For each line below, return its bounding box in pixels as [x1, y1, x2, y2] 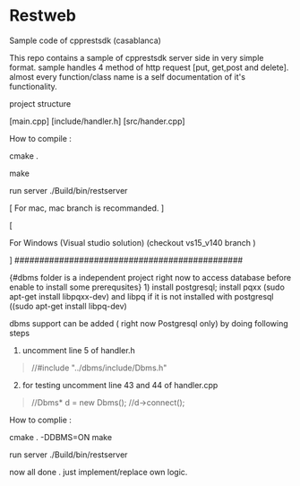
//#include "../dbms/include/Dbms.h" [30, 362, 167, 373]
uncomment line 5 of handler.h [21, 344, 136, 355]
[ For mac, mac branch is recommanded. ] [9, 203, 165, 213]
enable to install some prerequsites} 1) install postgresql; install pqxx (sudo [9, 282, 285, 292]
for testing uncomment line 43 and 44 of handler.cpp [21, 379, 219, 390]
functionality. [9, 81, 58, 91]
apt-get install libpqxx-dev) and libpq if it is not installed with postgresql [9, 291, 275, 301]
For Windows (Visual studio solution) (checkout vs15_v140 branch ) [9, 237, 257, 247]
